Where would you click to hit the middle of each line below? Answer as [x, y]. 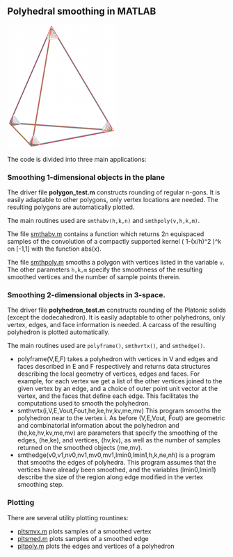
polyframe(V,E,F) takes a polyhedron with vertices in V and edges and [118, 359]
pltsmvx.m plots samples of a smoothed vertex [84, 531]
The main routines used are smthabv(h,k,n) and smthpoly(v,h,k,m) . [104, 221]
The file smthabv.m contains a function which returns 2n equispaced [106, 234]
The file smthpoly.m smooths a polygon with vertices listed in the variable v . [116, 263]
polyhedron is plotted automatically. [58, 332]
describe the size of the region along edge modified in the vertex [110, 477]
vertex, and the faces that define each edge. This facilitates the [108, 396]
